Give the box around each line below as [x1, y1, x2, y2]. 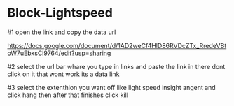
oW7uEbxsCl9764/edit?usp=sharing [7, 49, 111, 57]
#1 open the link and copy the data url [7, 28, 116, 36]
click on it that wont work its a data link [7, 70, 120, 78]
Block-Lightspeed [7, 5, 113, 21]
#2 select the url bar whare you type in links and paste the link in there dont [7, 62, 226, 70]
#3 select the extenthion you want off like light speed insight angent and [7, 83, 216, 91]
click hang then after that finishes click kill [7, 91, 128, 99]
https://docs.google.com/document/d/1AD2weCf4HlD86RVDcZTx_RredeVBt [7, 41, 227, 50]
